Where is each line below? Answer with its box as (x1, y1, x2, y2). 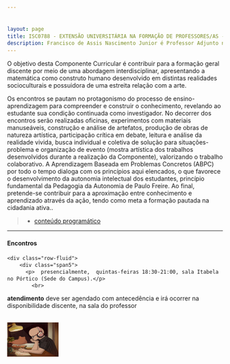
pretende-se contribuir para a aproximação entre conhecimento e (7, 189, 192, 198)
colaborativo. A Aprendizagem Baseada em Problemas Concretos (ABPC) (7, 160, 214, 168)
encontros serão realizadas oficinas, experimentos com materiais (7, 116, 192, 125)
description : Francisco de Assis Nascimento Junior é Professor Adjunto (7, 40, 219, 47)
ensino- (173, 94, 195, 103)
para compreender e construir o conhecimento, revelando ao (49, 102, 221, 110)
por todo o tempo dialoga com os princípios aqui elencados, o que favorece (7, 168, 221, 176)
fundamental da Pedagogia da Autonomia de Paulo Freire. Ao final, (7, 182, 195, 190)
